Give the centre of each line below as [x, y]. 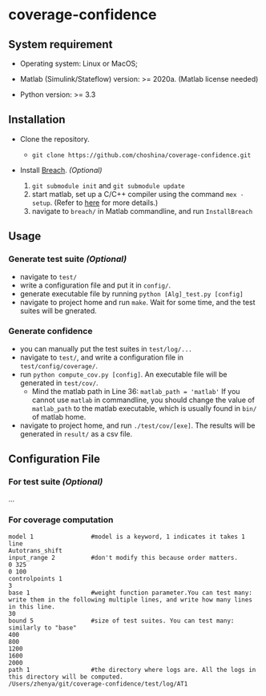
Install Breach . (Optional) [61, 170]
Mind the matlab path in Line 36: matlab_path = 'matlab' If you [136, 391]
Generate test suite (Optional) [68, 259]
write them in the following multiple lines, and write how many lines [130, 599]
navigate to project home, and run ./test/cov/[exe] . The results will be [137, 425]
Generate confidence [50, 332]
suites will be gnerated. [58, 311]
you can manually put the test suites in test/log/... [106, 348]
